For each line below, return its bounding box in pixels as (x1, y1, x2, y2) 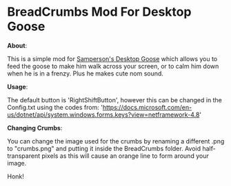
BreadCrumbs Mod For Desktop (7, 4, 192, 20)
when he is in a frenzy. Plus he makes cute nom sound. (7, 69, 164, 78)
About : (7, 41, 28, 49)
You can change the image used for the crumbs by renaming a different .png (7, 137, 225, 145)
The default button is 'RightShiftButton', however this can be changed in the (7, 95, 222, 104)
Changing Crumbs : (7, 124, 63, 132)
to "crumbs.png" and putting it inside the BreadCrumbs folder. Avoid (7, 144, 201, 152)
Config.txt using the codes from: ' (7, 103, 103, 111)
